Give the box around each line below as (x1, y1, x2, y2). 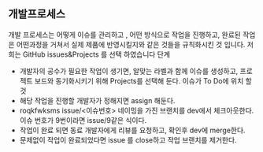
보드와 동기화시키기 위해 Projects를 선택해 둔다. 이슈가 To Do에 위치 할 (34, 76, 252, 85)
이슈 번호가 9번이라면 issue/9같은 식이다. (19, 115, 147, 124)
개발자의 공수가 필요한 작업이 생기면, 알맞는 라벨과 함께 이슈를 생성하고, (19, 66, 239, 76)
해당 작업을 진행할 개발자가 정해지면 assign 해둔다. (19, 95, 176, 105)
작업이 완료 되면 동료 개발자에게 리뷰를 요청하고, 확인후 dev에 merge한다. (19, 125, 246, 135)
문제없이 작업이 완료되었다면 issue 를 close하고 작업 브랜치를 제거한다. (19, 135, 238, 144)
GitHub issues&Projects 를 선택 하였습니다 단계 (22, 50, 171, 59)
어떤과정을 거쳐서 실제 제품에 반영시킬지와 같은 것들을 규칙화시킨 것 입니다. (16, 39, 246, 49)
